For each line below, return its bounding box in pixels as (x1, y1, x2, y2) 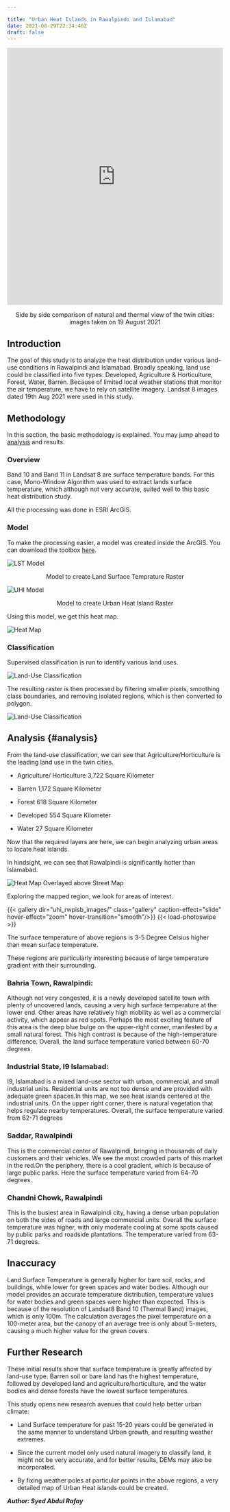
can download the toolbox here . (7, 546, 97, 554)
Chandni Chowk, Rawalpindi (7, 1192, 103, 1202)
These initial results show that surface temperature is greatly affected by (7, 1365, 212, 1373)
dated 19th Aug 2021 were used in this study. (7, 392, 134, 401)
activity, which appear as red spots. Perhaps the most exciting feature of (7, 1016, 212, 1024)
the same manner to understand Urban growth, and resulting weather (16, 1428, 214, 1436)
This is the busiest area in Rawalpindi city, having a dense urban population (7, 1208, 220, 1216)
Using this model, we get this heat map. (7, 612, 119, 621)
